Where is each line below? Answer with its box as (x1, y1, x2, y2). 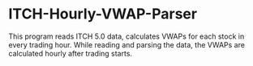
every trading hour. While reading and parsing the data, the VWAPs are (8, 39, 246, 49)
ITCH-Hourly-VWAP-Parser (8, 5, 197, 23)
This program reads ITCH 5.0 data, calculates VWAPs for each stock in (8, 31, 245, 41)
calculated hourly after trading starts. (8, 48, 132, 58)
